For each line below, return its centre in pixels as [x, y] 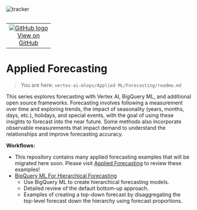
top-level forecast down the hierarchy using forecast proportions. [103, 201]
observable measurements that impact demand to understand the [86, 127]
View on [29, 35]
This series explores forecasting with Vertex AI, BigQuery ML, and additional [99, 96]
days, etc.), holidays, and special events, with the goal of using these [90, 115]
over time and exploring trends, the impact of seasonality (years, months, [95, 109]
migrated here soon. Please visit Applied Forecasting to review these [98, 163]
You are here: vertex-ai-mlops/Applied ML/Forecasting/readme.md [101, 85]
